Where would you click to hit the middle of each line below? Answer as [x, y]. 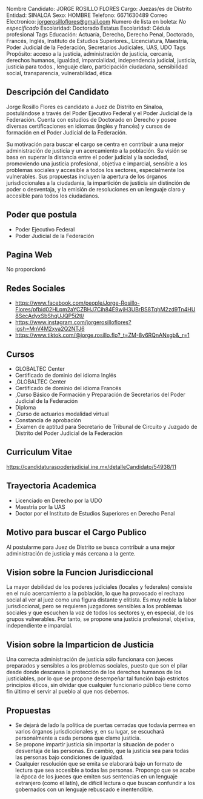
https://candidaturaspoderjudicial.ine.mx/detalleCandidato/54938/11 [92, 466]
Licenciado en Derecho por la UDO [58, 500]
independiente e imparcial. [39, 626]
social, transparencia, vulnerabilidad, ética [59, 73]
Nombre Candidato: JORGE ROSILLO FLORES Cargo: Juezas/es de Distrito [99, 9]
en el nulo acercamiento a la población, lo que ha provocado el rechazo [95, 594]
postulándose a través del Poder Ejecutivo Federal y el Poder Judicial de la [99, 113]
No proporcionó [26, 270]
